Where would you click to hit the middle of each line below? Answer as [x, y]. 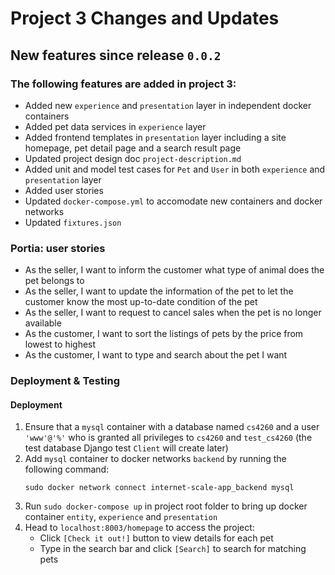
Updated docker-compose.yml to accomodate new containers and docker [173, 201]
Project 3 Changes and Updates [145, 18]
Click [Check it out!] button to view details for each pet [156, 538]
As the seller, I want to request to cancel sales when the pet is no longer [173, 313]
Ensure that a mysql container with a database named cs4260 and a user [172, 427]
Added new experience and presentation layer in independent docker [168, 105]
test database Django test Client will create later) [126, 448]
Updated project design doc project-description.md [133, 158]
